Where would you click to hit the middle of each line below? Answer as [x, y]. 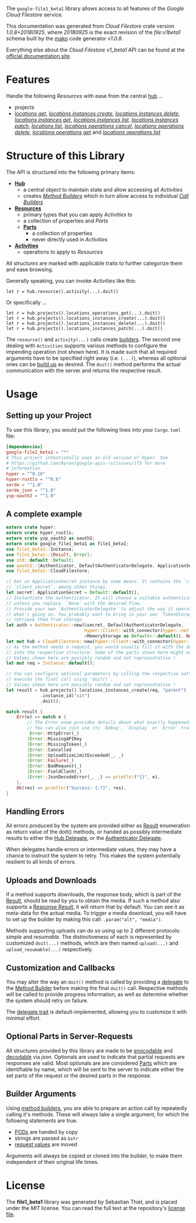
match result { [24, 712]
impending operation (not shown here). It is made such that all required [91, 351]
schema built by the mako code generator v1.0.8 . [65, 38]
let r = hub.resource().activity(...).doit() [62, 291]
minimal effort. [23, 1018]
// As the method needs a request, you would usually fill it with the [95, 647]
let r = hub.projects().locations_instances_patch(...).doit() [85, 328]
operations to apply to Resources [63, 252]
